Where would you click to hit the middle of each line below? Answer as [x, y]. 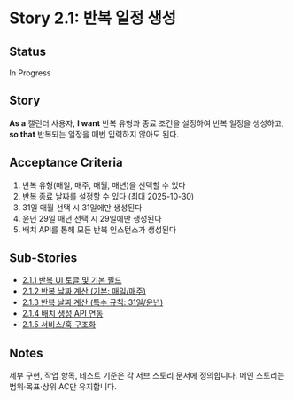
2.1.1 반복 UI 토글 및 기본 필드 [72, 280]
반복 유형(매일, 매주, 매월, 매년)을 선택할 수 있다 [104, 185]
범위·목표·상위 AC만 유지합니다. [63, 387]
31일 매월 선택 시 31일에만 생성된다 [82, 207]
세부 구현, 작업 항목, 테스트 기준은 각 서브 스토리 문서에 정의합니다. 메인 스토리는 [147, 376]
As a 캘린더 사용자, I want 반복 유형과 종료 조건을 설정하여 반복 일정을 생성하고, [147, 123]
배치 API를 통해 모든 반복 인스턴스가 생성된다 [99, 229]
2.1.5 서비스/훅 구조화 [59, 325]
